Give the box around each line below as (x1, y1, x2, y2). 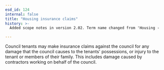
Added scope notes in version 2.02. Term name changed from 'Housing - (9, 26, 160, 31)
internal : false (5, 12, 38, 17)
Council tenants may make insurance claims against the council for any (5, 43, 149, 49)
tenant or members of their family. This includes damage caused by (5, 54, 142, 60)
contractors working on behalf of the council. (5, 59, 97, 65)
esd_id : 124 (5, 7, 30, 12)
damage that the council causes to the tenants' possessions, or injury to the (5, 49, 159, 55)
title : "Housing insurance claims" (5, 16, 78, 21)
